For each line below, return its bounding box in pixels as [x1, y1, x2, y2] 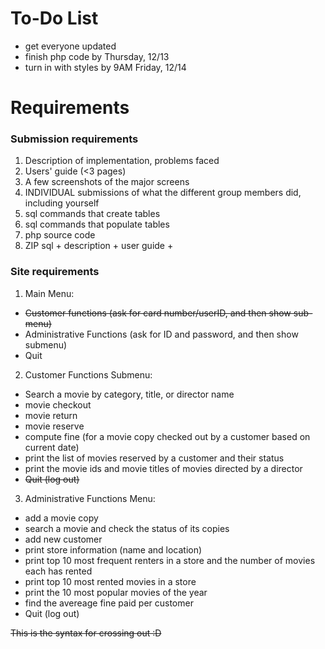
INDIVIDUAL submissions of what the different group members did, [24, 187, 302, 199]
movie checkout [24, 398, 92, 411]
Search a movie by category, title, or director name [24, 388, 235, 400]
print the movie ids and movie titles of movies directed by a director [24, 462, 303, 474]
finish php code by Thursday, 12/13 [24, 50, 170, 62]
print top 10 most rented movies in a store [24, 575, 197, 587]
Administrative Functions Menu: [24, 492, 156, 504]
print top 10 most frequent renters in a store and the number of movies [24, 554, 316, 566]
